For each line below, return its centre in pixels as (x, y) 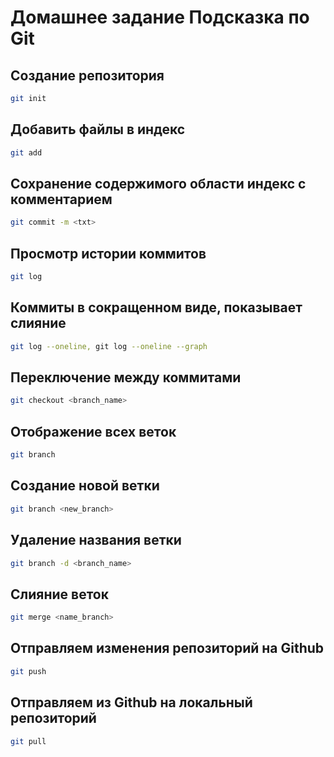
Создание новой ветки (85, 486)
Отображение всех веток (93, 431)
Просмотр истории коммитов (108, 253)
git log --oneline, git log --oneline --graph (109, 346)
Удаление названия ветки (96, 540)
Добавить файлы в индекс (98, 129)
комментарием (61, 199)
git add (26, 152)
